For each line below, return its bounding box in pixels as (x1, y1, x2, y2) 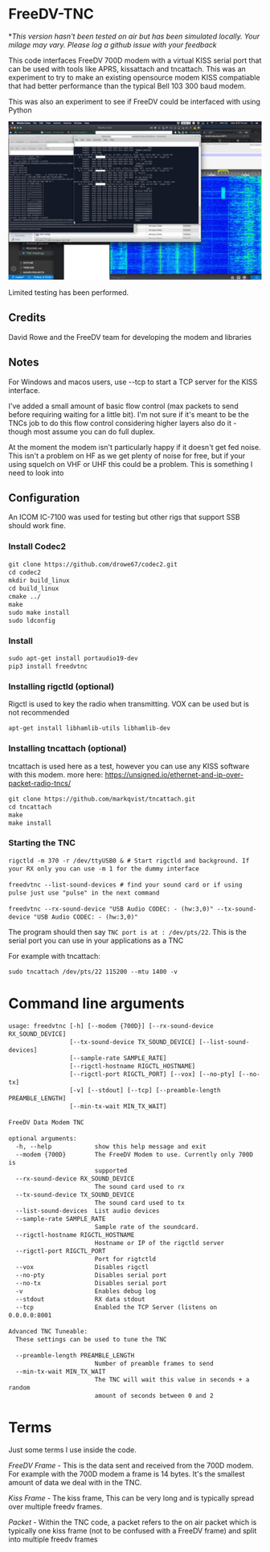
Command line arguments (8, 994, 185, 1013)
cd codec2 (8, 568, 42, 576)
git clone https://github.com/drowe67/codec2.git (8, 560, 178, 568)
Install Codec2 (8, 541, 67, 552)
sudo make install (8, 608, 70, 616)
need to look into (8, 468, 64, 477)
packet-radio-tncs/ (8, 778, 72, 788)
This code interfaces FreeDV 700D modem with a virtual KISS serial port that (8, 55, 262, 65)
